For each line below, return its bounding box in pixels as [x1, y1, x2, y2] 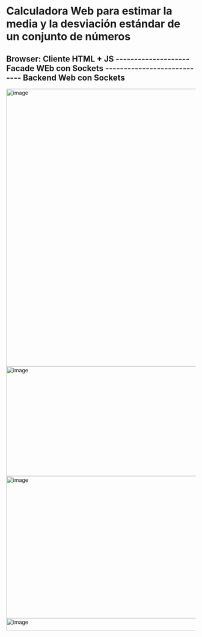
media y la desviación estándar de [6, 17, 180, 31]
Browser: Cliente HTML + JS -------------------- [6, 54, 190, 64]
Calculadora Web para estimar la [6, 4, 173, 18]
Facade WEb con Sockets [6, 63, 104, 73]
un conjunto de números [6, 30, 131, 43]
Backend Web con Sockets [23, 72, 125, 82]
